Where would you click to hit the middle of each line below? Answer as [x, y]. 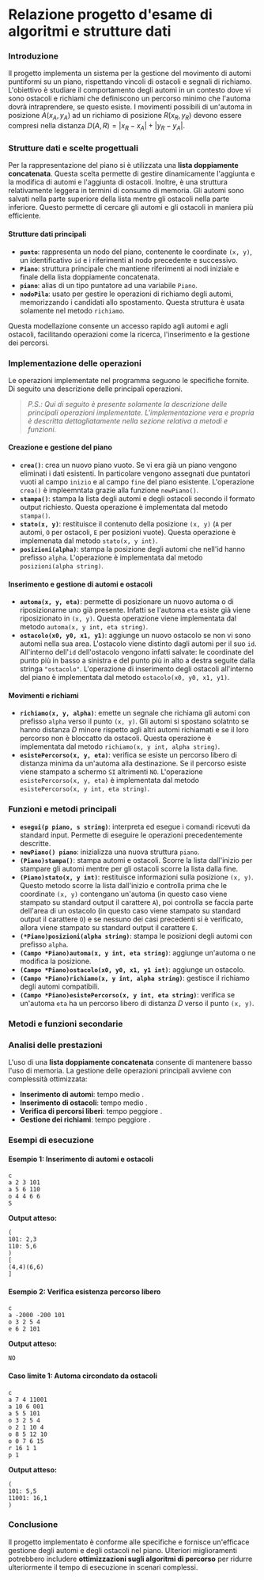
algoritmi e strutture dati [90, 31]
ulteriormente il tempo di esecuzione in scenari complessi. [103, 1567]
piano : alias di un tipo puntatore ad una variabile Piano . [108, 285]
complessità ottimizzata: [48, 1079]
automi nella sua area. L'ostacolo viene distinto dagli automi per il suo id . [138, 644]
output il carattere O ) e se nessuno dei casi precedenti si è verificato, [131, 919]
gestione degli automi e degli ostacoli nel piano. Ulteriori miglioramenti [123, 1550]
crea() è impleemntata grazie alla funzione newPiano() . [109, 490]
